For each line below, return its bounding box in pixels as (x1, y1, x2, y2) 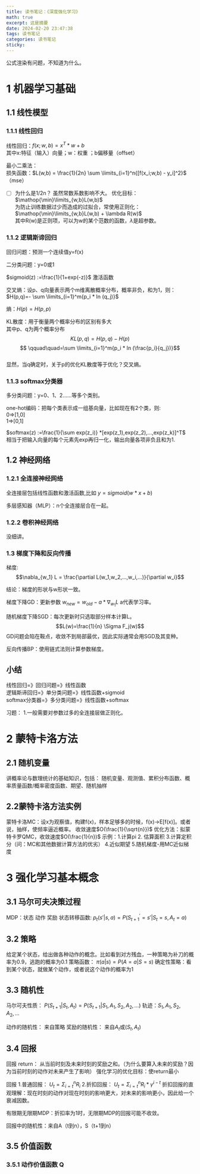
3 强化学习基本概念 (6, 871, 99, 885)
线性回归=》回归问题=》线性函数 (6, 682, 86, 689)
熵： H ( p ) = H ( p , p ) (6, 305, 52, 312)
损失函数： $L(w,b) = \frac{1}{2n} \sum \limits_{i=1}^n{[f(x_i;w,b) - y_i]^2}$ (6, 169, 187, 176)
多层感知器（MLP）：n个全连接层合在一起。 (6, 502, 112, 509)
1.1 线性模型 (6, 108, 49, 118)
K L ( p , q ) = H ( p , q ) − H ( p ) (70, 335, 130, 342)
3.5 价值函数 (6, 1141, 52, 1151)
